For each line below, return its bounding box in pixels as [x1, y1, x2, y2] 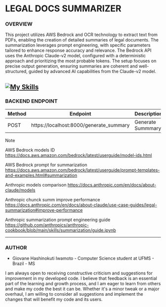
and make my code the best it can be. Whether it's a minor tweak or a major [5, 286, 160, 292]
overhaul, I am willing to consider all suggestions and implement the [5, 291, 143, 297]
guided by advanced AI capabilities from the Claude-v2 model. [29, 69, 157, 75]
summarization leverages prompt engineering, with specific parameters [5, 42, 151, 48]
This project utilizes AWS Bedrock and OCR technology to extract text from [5, 32, 158, 38]
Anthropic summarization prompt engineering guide [5, 217, 111, 223]
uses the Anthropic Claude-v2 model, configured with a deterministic [5, 53, 146, 59]
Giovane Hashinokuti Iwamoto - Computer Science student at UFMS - [12, 255, 154, 262]
